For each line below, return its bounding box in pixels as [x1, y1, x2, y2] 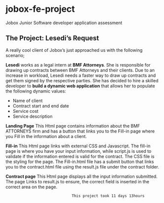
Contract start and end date [12, 102, 69, 109]
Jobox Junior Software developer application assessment [5, 20, 123, 26]
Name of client [12, 98, 43, 103]
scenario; [5, 52, 25, 58]
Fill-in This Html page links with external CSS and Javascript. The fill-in [5, 143, 151, 149]
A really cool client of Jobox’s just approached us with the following [5, 47, 143, 53]
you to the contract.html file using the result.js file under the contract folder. [5, 164, 160, 169]
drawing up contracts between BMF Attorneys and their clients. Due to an [5, 67, 155, 73]
